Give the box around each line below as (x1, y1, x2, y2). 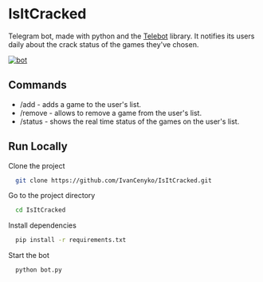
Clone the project (8, 161, 65, 170)
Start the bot (8, 251, 50, 260)
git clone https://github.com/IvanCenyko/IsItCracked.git (15, 177, 213, 185)
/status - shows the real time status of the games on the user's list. (19, 117, 240, 126)
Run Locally (8, 140, 68, 153)
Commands (8, 78, 68, 92)
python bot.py (15, 266, 62, 274)
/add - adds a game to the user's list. (19, 99, 142, 109)
